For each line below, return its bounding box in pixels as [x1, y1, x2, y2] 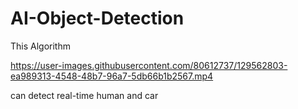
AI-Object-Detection [10, 7, 185, 30]
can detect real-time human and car [10, 89, 159, 101]
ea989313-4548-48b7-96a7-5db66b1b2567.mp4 [10, 70, 214, 82]
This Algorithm [10, 40, 71, 52]
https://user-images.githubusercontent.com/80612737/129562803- [10, 59, 288, 71]
